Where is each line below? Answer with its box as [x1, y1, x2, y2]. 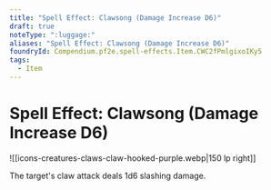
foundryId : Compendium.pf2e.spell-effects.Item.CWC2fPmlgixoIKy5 [9, 47, 262, 56]
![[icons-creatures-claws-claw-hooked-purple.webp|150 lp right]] [9, 152, 256, 164]
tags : [9, 55, 30, 65]
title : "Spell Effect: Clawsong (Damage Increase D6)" [9, 13, 222, 23]
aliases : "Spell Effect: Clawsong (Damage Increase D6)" [9, 38, 230, 48]
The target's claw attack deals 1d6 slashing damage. [9, 170, 206, 181]
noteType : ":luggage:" [9, 30, 95, 39]
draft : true [9, 22, 55, 31]
